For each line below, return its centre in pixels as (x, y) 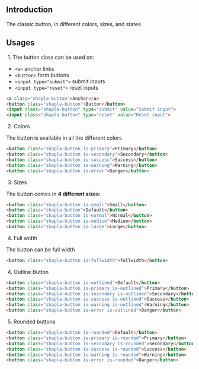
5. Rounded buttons (31, 321)
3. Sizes (17, 182)
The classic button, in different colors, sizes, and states (73, 24)
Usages (20, 43)
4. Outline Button (28, 272)
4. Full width (22, 238)
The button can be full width (41, 250)
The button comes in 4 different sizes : (53, 194)
